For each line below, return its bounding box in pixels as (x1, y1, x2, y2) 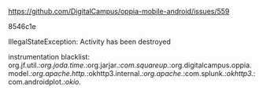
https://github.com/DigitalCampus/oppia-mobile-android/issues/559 (8, 7, 230, 16)
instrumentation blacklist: (8, 52, 91, 61)
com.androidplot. (8, 78, 64, 86)
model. (8, 69, 31, 78)
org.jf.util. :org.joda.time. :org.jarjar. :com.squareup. (8, 60, 170, 70)
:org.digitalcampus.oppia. (169, 60, 252, 70)
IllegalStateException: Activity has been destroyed (8, 37, 172, 46)
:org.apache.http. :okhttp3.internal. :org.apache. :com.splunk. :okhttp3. (30, 69, 254, 78)
